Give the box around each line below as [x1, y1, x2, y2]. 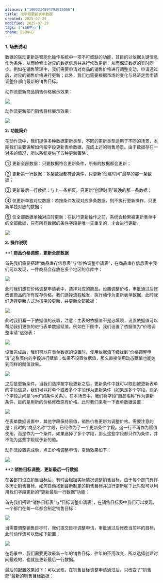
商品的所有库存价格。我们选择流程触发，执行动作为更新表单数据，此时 [13, 292, 154, 297]
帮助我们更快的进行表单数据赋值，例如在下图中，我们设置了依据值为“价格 [5, 324, 152, 329]
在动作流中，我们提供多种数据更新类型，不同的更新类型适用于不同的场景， [5, 138, 154, 144]
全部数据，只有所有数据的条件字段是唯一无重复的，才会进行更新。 [9, 220, 141, 226]
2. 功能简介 [5, 128, 28, 133]
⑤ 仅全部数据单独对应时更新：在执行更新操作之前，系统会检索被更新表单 [5, 214, 153, 219]
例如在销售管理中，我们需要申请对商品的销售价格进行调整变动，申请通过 [13, 66, 158, 72]
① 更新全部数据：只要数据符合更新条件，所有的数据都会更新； [5, 161, 131, 166]
